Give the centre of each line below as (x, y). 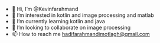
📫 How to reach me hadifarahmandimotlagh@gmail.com (81, 34)
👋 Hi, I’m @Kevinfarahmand (45, 9)
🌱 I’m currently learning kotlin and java (58, 21)
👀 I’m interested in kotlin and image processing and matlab (83, 15)
